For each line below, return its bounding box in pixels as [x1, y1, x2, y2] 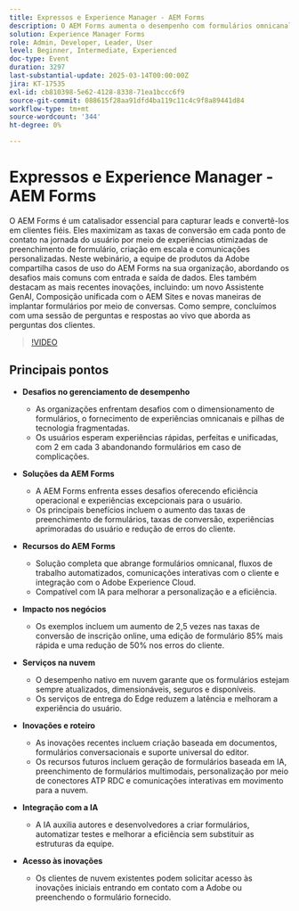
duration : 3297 [9, 63, 66, 72]
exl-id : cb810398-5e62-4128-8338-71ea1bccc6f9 [9, 87, 185, 96]
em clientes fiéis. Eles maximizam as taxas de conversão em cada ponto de [9, 225, 287, 235]
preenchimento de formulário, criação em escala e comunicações [9, 243, 251, 254]
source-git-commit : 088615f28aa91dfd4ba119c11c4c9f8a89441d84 [9, 95, 245, 105]
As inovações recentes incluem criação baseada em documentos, [35, 737, 278, 748]
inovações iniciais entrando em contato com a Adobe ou [35, 882, 242, 892]
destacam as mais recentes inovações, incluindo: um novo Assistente [9, 282, 264, 292]
